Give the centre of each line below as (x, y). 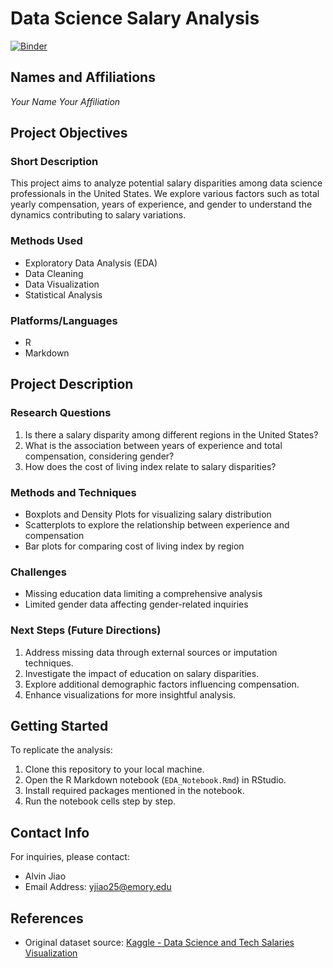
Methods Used (46, 241)
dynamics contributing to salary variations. (98, 215)
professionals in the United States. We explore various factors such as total (165, 194)
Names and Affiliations (83, 77)
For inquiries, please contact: (70, 857)
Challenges (38, 572)
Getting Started (59, 726)
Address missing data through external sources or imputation (151, 652)
